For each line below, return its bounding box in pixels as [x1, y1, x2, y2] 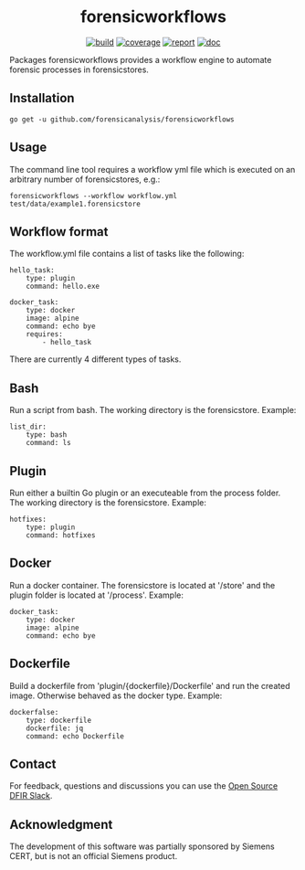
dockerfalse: [9, 707, 59, 716]
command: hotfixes [26, 531, 96, 540]
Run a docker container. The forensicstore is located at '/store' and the [9, 579, 276, 590]
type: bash [26, 430, 68, 440]
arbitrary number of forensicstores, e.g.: [9, 174, 161, 185]
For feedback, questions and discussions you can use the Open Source [9, 780, 279, 791]
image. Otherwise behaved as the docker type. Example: [9, 690, 223, 701]
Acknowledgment [9, 816, 113, 833]
